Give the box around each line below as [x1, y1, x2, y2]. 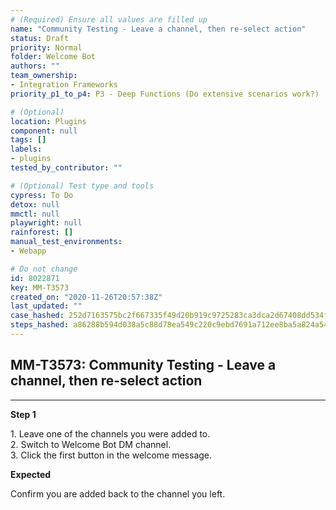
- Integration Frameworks [10, 80, 118, 90]
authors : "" [10, 61, 60, 71]
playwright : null [10, 218, 83, 228]
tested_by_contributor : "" [10, 163, 123, 173]
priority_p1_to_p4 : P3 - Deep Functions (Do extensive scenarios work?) [10, 89, 320, 99]
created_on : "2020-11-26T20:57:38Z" [10, 292, 163, 302]
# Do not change [10, 264, 78, 274]
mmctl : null [10, 209, 60, 219]
